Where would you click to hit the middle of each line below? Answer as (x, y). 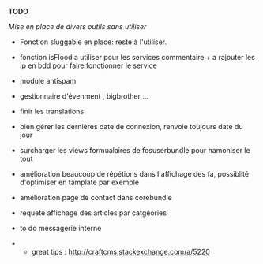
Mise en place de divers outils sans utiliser (77, 26)
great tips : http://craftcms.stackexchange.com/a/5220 (121, 252)
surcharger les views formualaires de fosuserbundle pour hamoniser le (135, 150)
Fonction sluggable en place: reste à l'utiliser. (93, 42)
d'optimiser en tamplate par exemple (79, 182)
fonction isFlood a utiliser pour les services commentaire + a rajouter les (137, 57)
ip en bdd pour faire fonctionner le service (88, 65)
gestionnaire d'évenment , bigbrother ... (84, 96)
